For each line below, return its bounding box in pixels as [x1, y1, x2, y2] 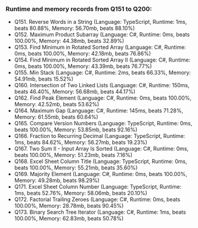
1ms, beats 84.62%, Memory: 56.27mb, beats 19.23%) [14, 139, 147, 146]
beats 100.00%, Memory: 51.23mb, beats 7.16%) [14, 152, 132, 159]
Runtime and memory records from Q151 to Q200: [5, 5, 153, 13]
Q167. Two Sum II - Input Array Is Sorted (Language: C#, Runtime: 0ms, [14, 145, 189, 152]
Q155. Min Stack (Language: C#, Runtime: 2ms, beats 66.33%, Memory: [14, 69, 191, 76]
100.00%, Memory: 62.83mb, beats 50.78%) [14, 215, 124, 222]
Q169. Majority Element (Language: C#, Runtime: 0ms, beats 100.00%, [14, 171, 187, 178]
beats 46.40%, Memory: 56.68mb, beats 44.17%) [14, 88, 135, 95]
